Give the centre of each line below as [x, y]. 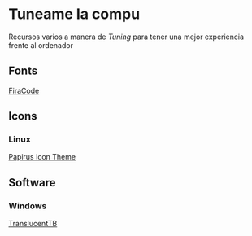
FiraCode [24, 90]
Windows [28, 206]
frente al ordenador [41, 45]
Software [32, 183]
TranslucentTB [33, 224]
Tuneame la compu [74, 14]
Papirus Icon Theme [42, 157]
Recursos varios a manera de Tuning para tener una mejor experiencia [126, 37]
